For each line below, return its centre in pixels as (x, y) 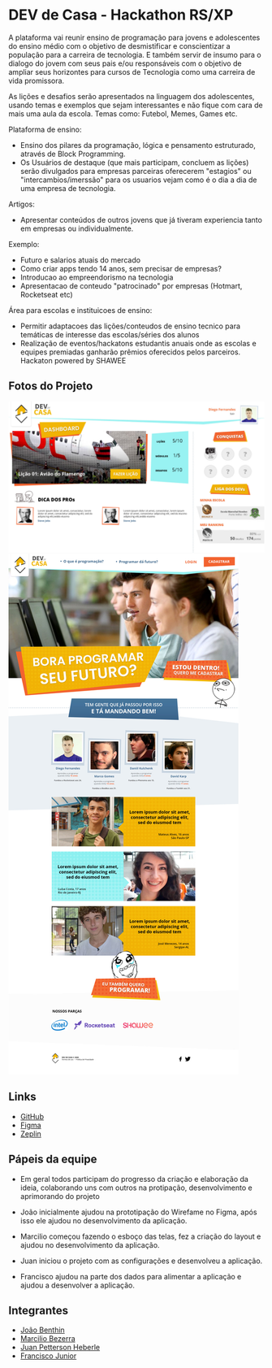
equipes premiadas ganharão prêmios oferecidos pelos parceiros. (130, 352)
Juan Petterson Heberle (60, 1348)
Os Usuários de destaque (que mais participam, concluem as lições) (134, 162)
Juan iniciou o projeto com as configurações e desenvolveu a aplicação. (141, 1261)
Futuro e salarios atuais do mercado (80, 260)
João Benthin (42, 1330)
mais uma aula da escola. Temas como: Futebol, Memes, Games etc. (123, 113)
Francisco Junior (48, 1356)
